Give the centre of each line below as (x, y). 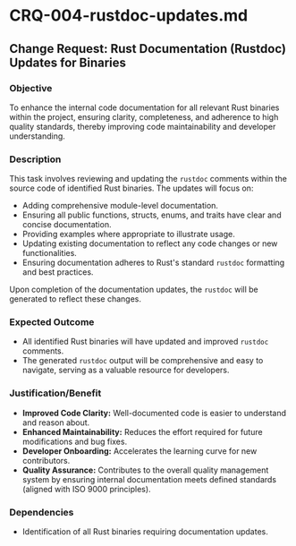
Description (35, 159)
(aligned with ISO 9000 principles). (86, 489)
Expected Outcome (52, 322)
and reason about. (56, 422)
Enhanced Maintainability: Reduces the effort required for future (142, 431)
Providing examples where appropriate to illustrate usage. (128, 235)
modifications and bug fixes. (75, 441)
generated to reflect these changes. (75, 299)
